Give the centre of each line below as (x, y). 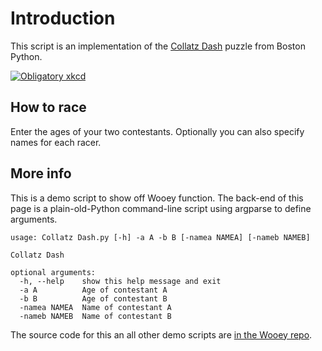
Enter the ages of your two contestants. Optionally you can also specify (157, 131)
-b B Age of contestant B (93, 298)
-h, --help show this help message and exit (120, 281)
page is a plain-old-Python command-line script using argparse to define (161, 208)
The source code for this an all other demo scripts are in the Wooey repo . (161, 334)
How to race (48, 107)
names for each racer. (56, 142)
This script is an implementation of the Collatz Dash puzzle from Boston (158, 46)
